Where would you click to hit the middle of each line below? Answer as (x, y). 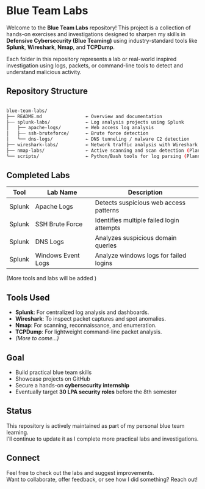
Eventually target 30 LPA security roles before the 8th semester (96, 392)
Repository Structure (47, 91)
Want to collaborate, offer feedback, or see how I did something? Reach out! (102, 479)
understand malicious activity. (44, 72)
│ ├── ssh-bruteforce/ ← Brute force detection (77, 133)
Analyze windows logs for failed (141, 256)
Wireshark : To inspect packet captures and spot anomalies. (91, 319)
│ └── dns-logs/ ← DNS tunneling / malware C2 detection (98, 139)
